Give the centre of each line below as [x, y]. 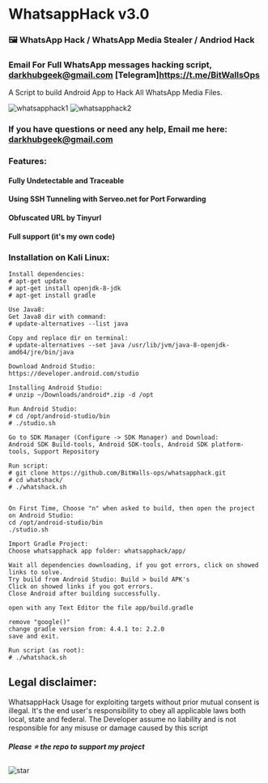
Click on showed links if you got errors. [81, 586]
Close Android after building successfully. [85, 593]
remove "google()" [39, 622]
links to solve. [36, 572]
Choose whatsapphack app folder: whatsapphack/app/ [97, 551]
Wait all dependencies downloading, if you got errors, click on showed [134, 565]
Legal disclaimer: [53, 682]
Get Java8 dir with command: [57, 316]
